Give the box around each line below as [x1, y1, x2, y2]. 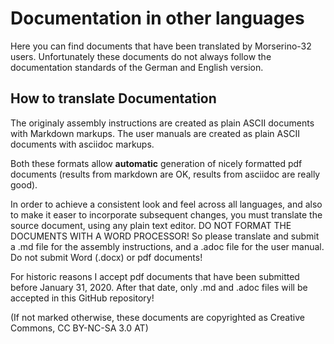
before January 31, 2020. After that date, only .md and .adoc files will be [10, 281, 308, 293]
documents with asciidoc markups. [10, 138, 155, 150]
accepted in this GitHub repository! [10, 292, 155, 304]
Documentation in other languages [10, 7, 305, 30]
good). [10, 178, 38, 191]
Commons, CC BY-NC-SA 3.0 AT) [10, 322, 149, 334]
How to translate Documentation [10, 90, 217, 107]
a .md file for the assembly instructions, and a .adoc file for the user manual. [10, 240, 325, 252]
